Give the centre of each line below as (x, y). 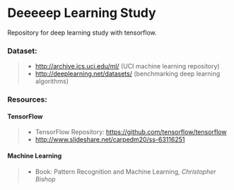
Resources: (27, 100)
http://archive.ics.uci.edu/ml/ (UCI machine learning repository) (128, 66)
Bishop (45, 179)
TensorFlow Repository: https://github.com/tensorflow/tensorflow (131, 132)
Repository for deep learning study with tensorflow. (82, 32)
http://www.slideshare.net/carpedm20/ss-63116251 (110, 140)
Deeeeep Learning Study (82, 13)
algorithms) (52, 81)
